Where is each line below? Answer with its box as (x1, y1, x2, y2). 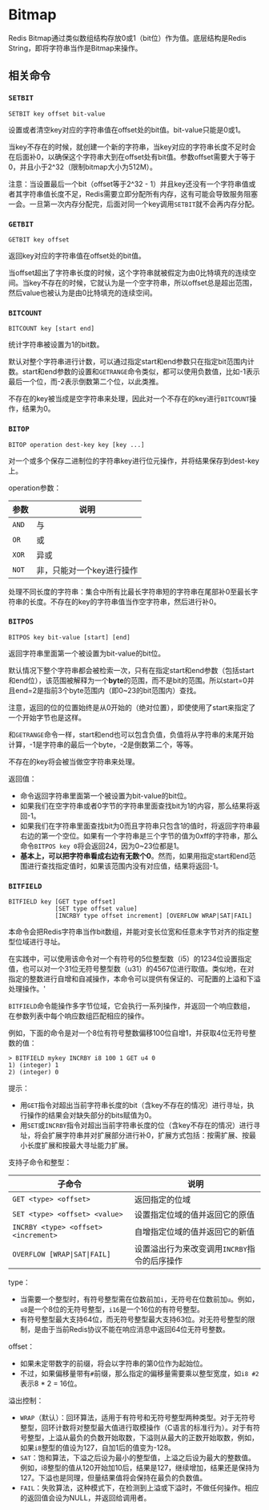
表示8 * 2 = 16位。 (19, 1378, 82, 1389)
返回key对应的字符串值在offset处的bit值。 (8, 250, 146, 260)
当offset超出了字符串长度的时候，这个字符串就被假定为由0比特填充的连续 (8, 267, 250, 278)
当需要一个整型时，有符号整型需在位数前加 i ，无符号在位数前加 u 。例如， (19, 1294, 259, 1305)
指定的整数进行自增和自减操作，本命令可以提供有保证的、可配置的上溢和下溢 (8, 974, 261, 984)
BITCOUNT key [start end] (8, 325, 94, 333)
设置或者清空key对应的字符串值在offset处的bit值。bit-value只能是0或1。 (8, 124, 246, 134)
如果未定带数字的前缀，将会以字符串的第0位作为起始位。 (19, 1358, 207, 1369)
